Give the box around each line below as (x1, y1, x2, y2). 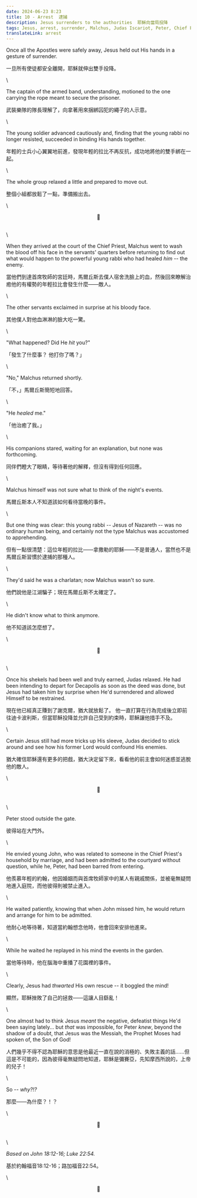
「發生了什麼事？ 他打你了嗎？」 (6, 351, 85, 358)
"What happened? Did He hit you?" (6, 339, 91, 346)
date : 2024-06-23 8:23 (6, 8, 62, 15)
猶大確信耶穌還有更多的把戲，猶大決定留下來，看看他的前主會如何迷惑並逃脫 (6, 756, 191, 763)
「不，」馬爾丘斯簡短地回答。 (6, 386, 76, 393)
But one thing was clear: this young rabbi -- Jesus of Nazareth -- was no (6, 521, 182, 529)
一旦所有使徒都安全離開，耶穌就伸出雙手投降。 (6, 65, 119, 72)
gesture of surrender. (6, 53, 57, 60)
